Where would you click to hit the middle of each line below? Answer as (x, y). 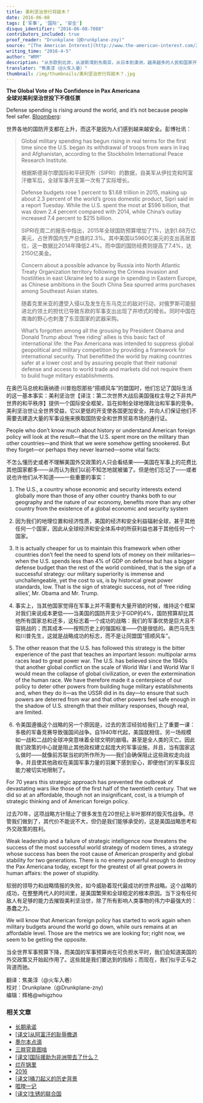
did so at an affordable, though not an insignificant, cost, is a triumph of (95, 795)
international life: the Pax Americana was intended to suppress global (107, 344)
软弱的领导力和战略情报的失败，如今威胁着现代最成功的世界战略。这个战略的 (101, 885)
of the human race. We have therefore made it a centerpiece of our (98, 680)
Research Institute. (44, 160)
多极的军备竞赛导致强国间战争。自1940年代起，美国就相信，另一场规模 (103, 733)
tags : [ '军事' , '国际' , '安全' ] (44, 23)
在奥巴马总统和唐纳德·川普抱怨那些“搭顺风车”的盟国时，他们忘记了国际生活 (99, 388)
